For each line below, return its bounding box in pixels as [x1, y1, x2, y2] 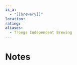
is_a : [5, 7, 16, 12]
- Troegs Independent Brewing [9, 30, 72, 35]
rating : [5, 21, 21, 26]
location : [5, 16, 26, 21]
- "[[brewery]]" [9, 12, 43, 17]
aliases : [5, 26, 23, 31]
